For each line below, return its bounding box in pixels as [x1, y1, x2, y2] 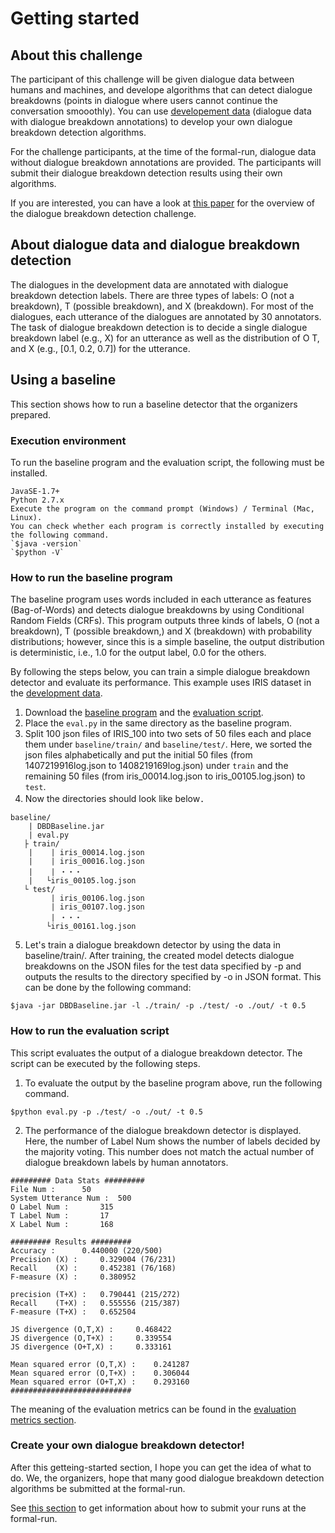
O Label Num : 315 [10, 1202, 114, 1212]
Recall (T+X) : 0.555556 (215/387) [10, 1298, 182, 1308]
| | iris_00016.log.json [28, 857, 145, 867]
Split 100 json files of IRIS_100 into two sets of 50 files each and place [24, 728, 312, 740]
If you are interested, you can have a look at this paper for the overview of [10, 197, 316, 209]
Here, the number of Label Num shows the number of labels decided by [24, 1135, 321, 1147]
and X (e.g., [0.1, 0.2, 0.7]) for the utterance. [10, 342, 191, 354]
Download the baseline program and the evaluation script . [24, 707, 264, 719]
